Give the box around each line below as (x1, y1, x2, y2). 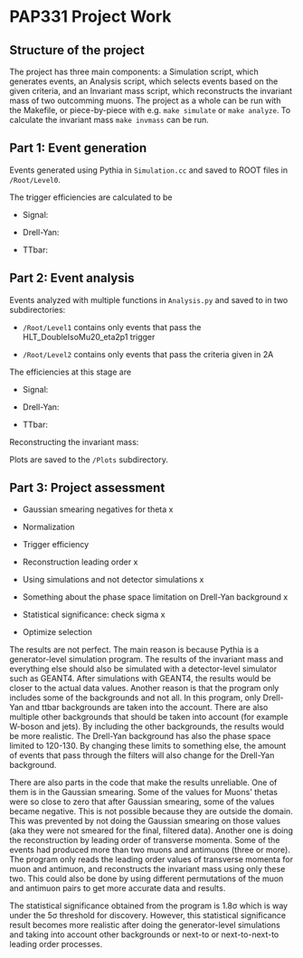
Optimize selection (22, 627, 93, 638)
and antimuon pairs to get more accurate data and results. (9, 883, 226, 894)
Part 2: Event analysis (9, 270, 135, 286)
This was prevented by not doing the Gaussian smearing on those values (9, 816, 281, 827)
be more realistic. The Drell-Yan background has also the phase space (9, 731, 271, 742)
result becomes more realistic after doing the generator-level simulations (9, 920, 280, 931)
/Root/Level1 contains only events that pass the (22, 321, 202, 332)
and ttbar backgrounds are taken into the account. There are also (25, 702, 269, 713)
